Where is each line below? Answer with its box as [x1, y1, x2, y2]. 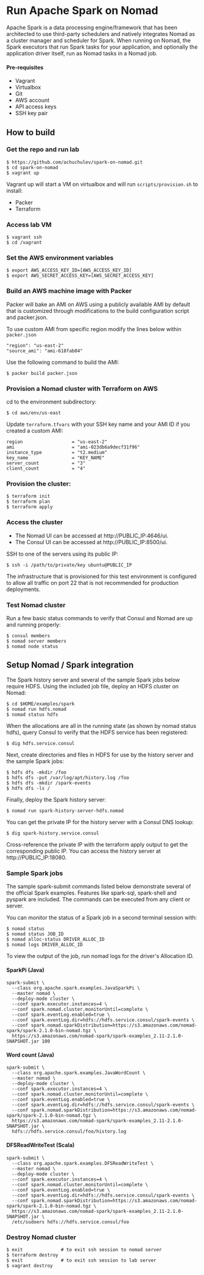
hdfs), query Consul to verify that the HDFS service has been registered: [6, 728, 188, 736]
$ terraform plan [6, 498, 51, 505]
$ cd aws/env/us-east [6, 410, 62, 416]
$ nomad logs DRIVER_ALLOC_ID [6, 941, 83, 948]
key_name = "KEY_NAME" [6, 455, 105, 461]
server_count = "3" [6, 460, 86, 466]
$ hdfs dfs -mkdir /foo [6, 769, 67, 775]
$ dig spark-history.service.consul [6, 830, 99, 836]
